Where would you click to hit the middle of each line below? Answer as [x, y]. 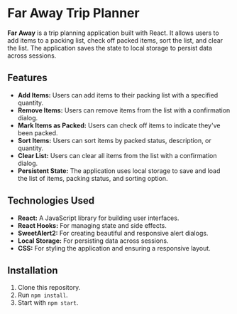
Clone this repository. [49, 288]
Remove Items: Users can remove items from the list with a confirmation [124, 110]
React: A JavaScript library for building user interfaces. [98, 218]
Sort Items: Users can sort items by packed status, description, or [114, 140]
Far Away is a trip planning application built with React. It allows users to [113, 33]
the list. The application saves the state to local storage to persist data [110, 48]
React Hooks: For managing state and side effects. [92, 225]
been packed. [38, 132]
